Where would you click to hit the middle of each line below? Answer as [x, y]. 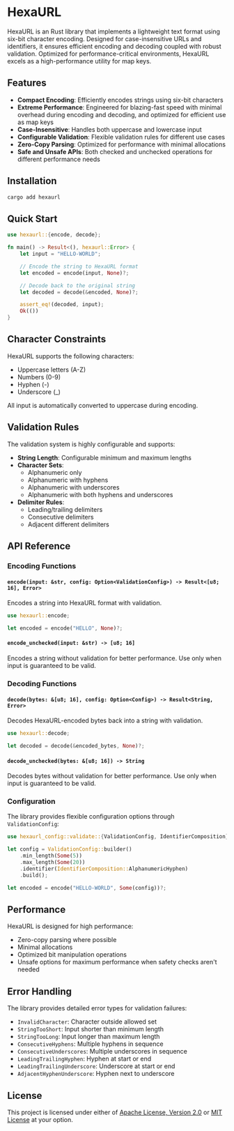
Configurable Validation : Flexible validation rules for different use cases [121, 137]
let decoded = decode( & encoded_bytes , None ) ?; [76, 746]
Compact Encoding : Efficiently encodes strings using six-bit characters [120, 100]
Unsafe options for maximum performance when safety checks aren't [117, 962]
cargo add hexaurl [34, 197]
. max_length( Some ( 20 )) [53, 863]
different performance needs [59, 159]
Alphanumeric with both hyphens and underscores [100, 494]
